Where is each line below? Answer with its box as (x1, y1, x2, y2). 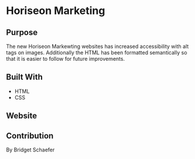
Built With (6, 72, 43, 82)
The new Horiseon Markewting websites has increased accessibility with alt (6, 43, 189, 50)
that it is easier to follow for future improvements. (6, 56, 125, 62)
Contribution (6, 130, 54, 141)
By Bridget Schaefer (6, 146, 55, 153)
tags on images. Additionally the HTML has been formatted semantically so (6, 49, 187, 56)
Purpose (6, 27, 38, 37)
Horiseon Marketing (6, 4, 105, 18)
